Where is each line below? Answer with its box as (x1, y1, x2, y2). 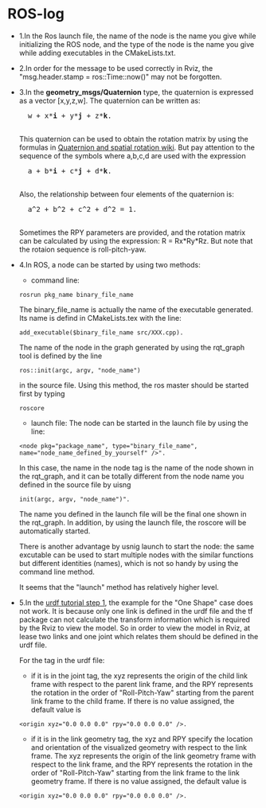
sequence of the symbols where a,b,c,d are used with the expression (18, 150, 246, 160)
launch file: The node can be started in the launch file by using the (30, 418, 248, 427)
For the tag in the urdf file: (18, 655, 105, 665)
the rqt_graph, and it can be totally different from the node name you (18, 471, 244, 481)
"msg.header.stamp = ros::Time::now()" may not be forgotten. (18, 72, 222, 81)
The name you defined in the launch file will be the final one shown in (18, 509, 247, 518)
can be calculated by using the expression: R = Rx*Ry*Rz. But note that (18, 236, 253, 245)
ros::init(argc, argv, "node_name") (18, 366, 141, 374)
